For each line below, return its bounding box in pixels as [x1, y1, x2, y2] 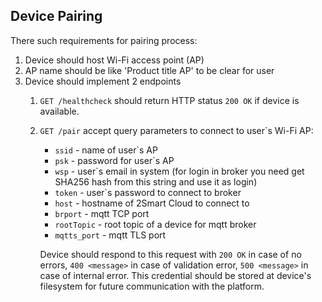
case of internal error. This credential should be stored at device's [39, 269, 312, 281]
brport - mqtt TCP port [54, 207, 150, 219]
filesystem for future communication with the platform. [39, 280, 265, 292]
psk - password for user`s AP [54, 154, 175, 166]
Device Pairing [10, 8, 103, 25]
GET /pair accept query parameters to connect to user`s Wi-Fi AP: [39, 124, 314, 136]
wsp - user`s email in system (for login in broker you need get [54, 165, 305, 177]
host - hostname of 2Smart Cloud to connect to [54, 197, 250, 209]
